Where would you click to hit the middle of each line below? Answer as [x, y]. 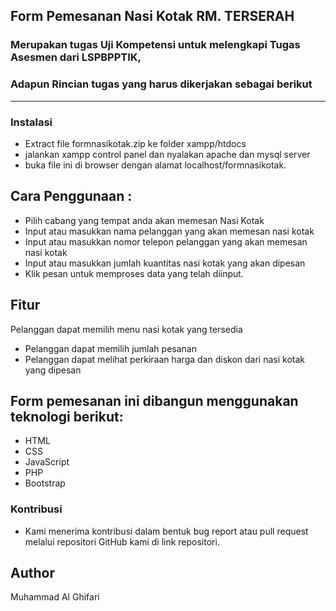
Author [32, 573]
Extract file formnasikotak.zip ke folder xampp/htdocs [135, 143]
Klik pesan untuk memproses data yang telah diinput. [134, 273]
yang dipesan [53, 370]
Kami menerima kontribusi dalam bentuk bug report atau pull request [166, 531]
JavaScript [47, 462]
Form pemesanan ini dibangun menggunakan [154, 400]
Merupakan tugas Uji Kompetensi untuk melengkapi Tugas [155, 45]
